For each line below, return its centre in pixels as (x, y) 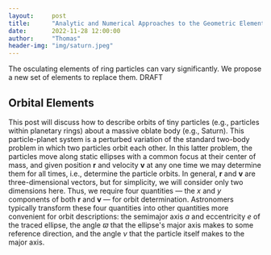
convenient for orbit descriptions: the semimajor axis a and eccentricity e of (134, 216)
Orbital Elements (51, 103)
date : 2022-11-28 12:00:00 (65, 31)
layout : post (38, 16)
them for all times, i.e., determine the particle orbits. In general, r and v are (132, 173)
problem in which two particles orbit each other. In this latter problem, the (130, 148)
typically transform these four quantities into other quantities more (119, 207)
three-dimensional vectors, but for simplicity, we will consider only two (126, 182)
